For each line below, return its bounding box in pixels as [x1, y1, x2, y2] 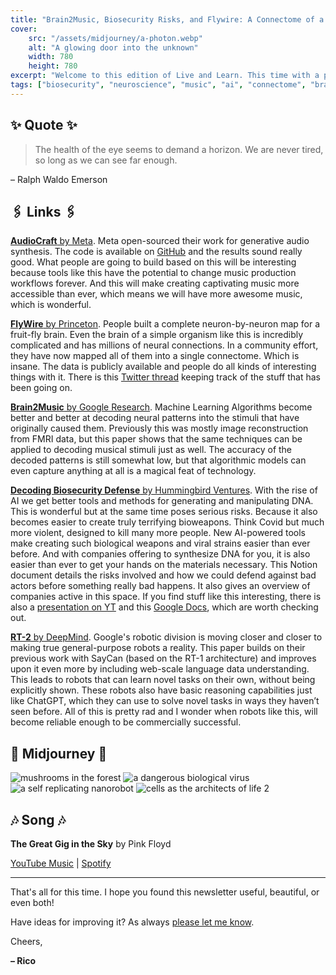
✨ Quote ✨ [10, 117, 78, 134]
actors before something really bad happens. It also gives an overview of [10, 580, 311, 592]
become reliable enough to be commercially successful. [10, 716, 242, 728]
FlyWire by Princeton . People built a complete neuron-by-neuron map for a [10, 318, 321, 330]
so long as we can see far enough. [34, 154, 178, 166]
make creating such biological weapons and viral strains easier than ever [10, 537, 311, 550]
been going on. [10, 382, 73, 394]
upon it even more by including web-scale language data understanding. [10, 663, 310, 675]
